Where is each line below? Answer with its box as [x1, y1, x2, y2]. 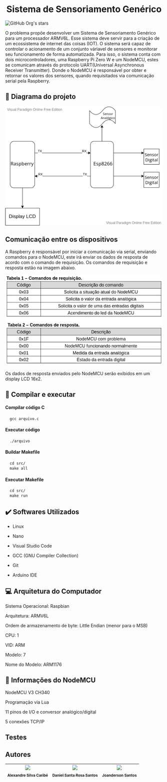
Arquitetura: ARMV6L [5, 613, 49, 619]
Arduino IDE [12, 572, 37, 578]
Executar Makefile [5, 476, 44, 483]
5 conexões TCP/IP [5, 718, 45, 724]
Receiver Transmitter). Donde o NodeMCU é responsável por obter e [5, 67, 146, 73]
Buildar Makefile [5, 449, 40, 455]
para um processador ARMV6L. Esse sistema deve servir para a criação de [5, 35, 160, 41]
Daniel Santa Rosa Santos [52, 773, 98, 778]
